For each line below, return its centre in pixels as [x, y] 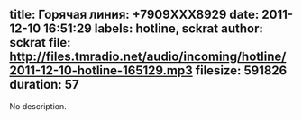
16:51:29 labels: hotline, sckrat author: [153, 29]
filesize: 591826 [241, 71]
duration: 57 [44, 85]
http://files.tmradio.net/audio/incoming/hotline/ [148, 57]
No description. [38, 106]
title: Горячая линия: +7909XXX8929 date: [134, 15]
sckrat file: [40, 43]
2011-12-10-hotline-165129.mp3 [101, 71]
